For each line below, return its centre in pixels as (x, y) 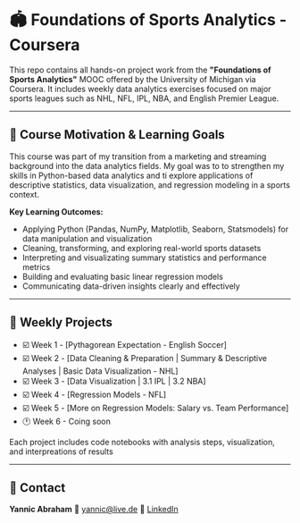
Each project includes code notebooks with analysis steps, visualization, (142, 442)
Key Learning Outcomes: (57, 211)
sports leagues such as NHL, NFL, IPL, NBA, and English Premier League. (144, 98)
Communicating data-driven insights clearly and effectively (131, 286)
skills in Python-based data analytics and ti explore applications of (131, 175)
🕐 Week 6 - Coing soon (67, 421)
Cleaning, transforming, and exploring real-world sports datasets (142, 248)
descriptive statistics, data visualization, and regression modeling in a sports (150, 185)
